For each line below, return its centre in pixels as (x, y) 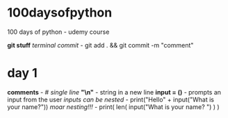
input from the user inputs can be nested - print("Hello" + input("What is (111, 99)
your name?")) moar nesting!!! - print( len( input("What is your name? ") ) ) (114, 107)
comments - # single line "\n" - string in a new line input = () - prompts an (114, 92)
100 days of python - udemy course (58, 32)
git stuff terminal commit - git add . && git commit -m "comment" (100, 45)
